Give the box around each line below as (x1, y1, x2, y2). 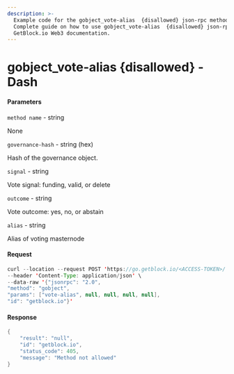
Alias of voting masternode (7, 234, 85, 243)
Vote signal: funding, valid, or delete (7, 180, 111, 188)
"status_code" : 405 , (19, 348, 79, 355)
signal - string (7, 167, 49, 175)
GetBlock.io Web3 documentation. (13, 29, 111, 37)
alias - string (7, 220, 46, 229)
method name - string (7, 113, 65, 122)
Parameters (7, 98, 42, 106)
